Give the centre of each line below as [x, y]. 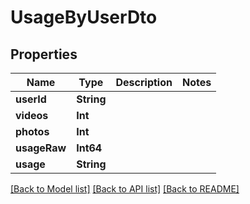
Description [144, 82]
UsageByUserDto [84, 17]
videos [32, 115]
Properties [44, 54]
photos [32, 131]
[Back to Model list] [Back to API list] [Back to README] [125, 189]
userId [31, 99]
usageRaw [41, 148]
